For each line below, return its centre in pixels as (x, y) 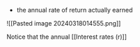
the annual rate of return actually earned (75, 10)
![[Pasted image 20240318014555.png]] (64, 23)
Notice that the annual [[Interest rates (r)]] (67, 37)
